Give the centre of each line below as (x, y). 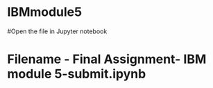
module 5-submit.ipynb (77, 74)
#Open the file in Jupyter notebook (57, 31)
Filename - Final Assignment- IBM (107, 59)
